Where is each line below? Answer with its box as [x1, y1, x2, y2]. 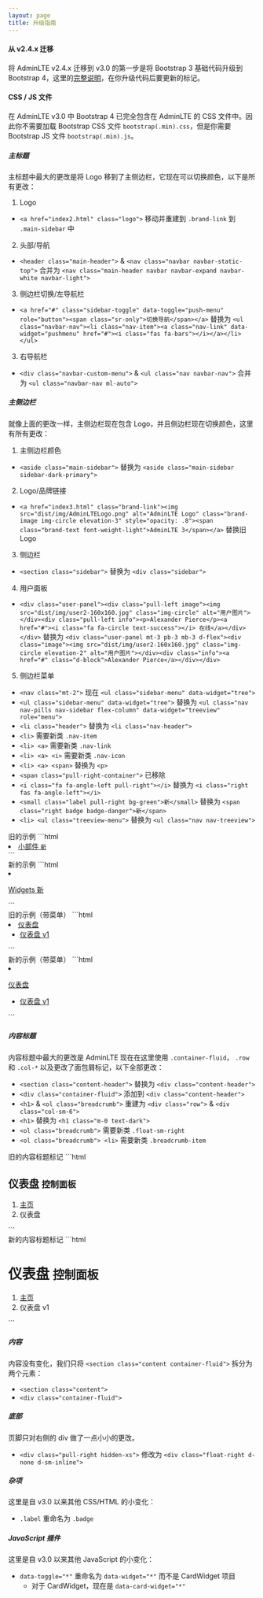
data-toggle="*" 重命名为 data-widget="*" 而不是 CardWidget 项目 [19, 1571, 236, 1581]
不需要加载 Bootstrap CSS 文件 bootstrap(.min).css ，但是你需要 [21, 121, 232, 131]
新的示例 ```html [8, 860, 59, 869]
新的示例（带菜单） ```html [8, 954, 93, 964]
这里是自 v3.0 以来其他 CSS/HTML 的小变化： [8, 1497, 155, 1507]
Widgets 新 [8, 885, 45, 894]
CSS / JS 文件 [8, 92, 53, 102]
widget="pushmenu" [19, 330, 80, 338]
